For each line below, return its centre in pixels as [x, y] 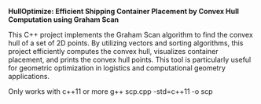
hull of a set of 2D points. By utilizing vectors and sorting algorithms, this [126, 43]
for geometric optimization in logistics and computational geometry [117, 68]
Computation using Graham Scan [64, 20]
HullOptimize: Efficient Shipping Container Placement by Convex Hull [124, 11]
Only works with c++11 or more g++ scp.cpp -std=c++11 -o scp [111, 91]
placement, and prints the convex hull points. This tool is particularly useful [130, 59]
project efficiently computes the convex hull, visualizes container [113, 51]
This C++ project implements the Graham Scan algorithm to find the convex [130, 35]
